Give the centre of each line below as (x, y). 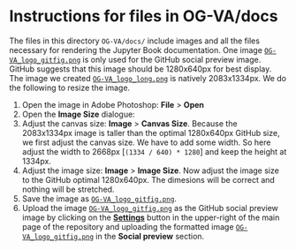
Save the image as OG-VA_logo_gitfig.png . (99, 198)
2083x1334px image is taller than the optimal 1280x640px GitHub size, (151, 133)
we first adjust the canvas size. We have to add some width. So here (146, 142)
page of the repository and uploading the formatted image (128, 226)
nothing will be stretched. (68, 189)
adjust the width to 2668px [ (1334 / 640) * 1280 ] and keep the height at (154, 151)
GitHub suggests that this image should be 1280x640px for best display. (140, 69)
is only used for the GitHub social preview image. (172, 59)
